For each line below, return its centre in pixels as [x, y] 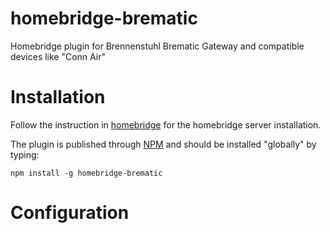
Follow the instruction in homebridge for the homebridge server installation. [166, 124]
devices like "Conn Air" [58, 56]
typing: [25, 154]
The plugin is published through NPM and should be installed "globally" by [163, 144]
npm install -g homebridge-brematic [86, 173]
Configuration [70, 213]
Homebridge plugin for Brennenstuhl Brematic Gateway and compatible [157, 46]
